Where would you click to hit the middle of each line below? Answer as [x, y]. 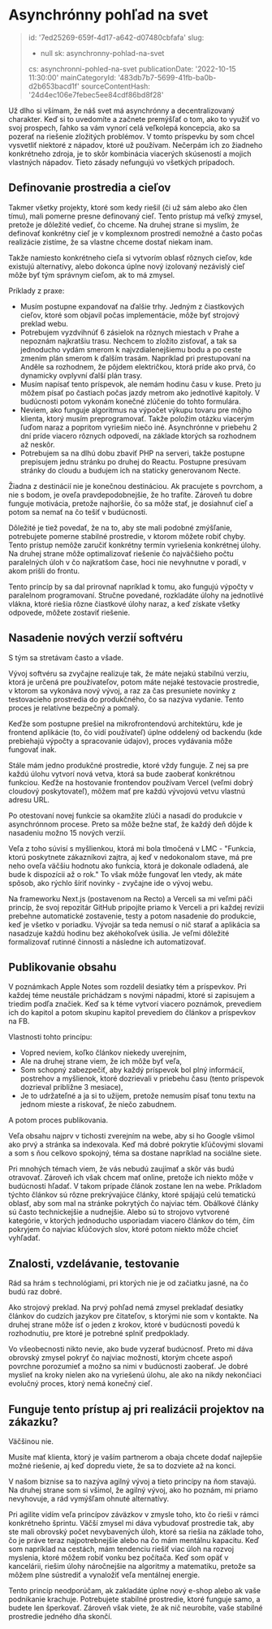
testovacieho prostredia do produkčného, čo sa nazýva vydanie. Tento [126, 699]
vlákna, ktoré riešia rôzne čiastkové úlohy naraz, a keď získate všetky [125, 603]
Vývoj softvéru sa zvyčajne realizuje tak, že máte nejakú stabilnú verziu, [129, 673]
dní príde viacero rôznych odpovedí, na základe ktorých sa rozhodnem [138, 435]
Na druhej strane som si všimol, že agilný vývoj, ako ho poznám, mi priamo [133, 1490]
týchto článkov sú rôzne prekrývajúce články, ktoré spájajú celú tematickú [132, 1195]
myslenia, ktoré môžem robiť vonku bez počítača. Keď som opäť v [119, 1558]
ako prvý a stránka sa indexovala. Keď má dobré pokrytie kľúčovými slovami [136, 1145]
